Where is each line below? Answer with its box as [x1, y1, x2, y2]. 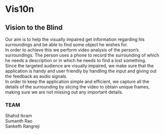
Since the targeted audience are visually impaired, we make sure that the [5, 63, 154, 68]
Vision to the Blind [5, 23, 63, 32]
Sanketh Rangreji [5, 123, 40, 130]
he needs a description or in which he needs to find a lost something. [5, 58, 147, 63]
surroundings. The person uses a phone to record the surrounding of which [5, 52, 160, 58]
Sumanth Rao [5, 118, 33, 124]
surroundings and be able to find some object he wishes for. [5, 42, 128, 48]
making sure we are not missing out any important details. [5, 89, 123, 95]
